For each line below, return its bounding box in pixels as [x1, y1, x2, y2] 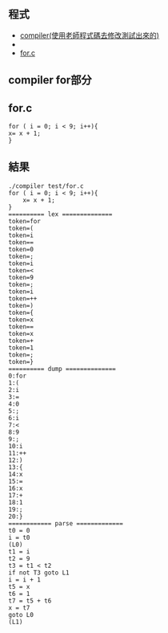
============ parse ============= [8, 519, 124, 528]
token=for [8, 217, 42, 225]
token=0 [8, 245, 34, 253]
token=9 [8, 273, 34, 281]
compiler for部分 [8, 73, 92, 87]
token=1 [8, 344, 34, 352]
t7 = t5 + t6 [8, 597, 52, 605]
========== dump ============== [8, 365, 116, 373]
